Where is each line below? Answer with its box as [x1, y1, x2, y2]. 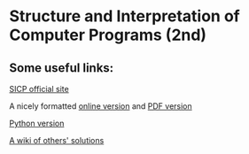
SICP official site [9, 84, 69, 94]
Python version [9, 118, 65, 128]
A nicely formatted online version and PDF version [9, 101, 192, 112]
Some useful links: [9, 60, 114, 75]
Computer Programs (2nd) [9, 25, 206, 45]
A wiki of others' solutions [9, 135, 105, 145]
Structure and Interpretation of [9, 6, 241, 27]
